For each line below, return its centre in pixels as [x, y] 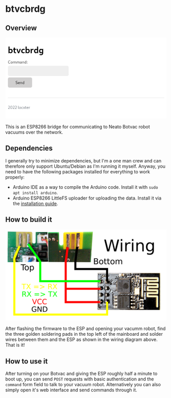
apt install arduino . [35, 192]
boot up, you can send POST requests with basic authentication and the [80, 379]
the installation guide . [35, 203]
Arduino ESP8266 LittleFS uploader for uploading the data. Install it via [87, 198]
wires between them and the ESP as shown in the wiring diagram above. [81, 339]
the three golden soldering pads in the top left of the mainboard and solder [84, 334]
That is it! [15, 345]
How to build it [29, 220]
